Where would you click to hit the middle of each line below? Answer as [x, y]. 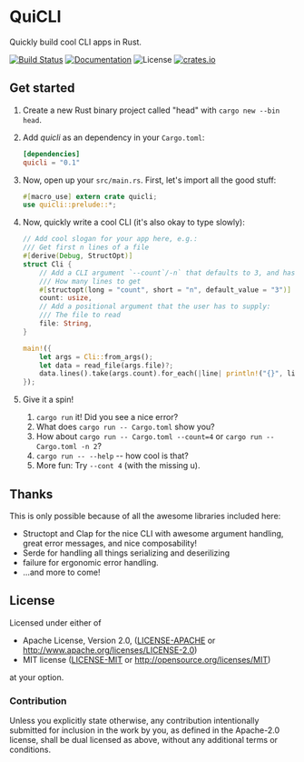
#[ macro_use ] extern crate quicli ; [90, 196]
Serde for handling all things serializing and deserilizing [126, 553]
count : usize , [66, 298]
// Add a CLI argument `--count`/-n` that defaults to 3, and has [167, 273]
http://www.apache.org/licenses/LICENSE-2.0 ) [110, 650]
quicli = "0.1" [51, 162]
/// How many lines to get [90, 281]
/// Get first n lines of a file [86, 247]
